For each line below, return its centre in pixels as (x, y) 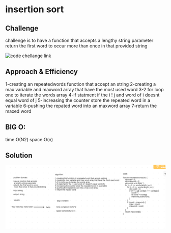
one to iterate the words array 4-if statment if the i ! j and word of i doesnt (82, 95)
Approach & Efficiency (41, 72)
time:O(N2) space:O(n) (29, 139)
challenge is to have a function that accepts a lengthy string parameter (79, 40)
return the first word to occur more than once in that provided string (76, 46)
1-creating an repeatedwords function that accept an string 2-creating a (81, 84)
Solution (19, 156)
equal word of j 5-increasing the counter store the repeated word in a (78, 100)
